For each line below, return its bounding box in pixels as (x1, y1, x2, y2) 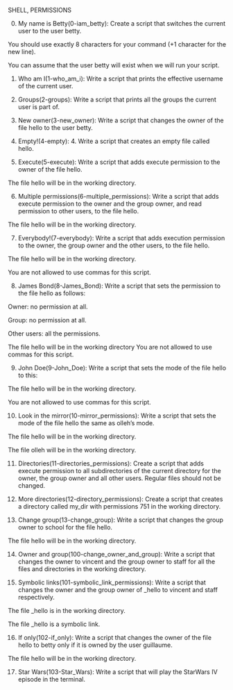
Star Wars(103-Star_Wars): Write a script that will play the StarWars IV (17, 668, 218, 676)
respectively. (17, 593, 55, 601)
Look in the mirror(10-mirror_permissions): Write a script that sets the (17, 411, 216, 420)
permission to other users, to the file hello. (17, 207, 139, 215)
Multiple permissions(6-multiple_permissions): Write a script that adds (17, 192, 219, 200)
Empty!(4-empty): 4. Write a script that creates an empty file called (17, 137, 210, 145)
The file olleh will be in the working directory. (8, 446, 137, 454)
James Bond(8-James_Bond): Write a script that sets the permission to (17, 281, 221, 290)
